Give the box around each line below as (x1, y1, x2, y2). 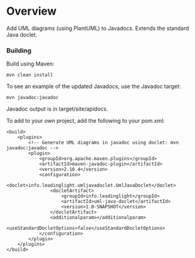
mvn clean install (6, 72, 53, 78)
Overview (6, 4, 57, 18)
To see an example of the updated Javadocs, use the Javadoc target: (6, 83, 182, 90)
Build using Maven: (6, 60, 54, 68)
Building (6, 46, 32, 54)
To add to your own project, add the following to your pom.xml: (6, 117, 165, 125)
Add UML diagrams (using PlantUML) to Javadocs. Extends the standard (6, 24, 189, 32)
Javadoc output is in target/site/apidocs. (6, 105, 108, 112)
